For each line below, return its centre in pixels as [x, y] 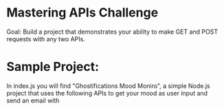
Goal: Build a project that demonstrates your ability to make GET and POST [112, 32]
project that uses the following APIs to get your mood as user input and [107, 93]
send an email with [33, 100]
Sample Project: [53, 67]
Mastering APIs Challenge [82, 13]
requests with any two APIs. [46, 38]
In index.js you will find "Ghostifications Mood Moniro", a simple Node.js [108, 86]
